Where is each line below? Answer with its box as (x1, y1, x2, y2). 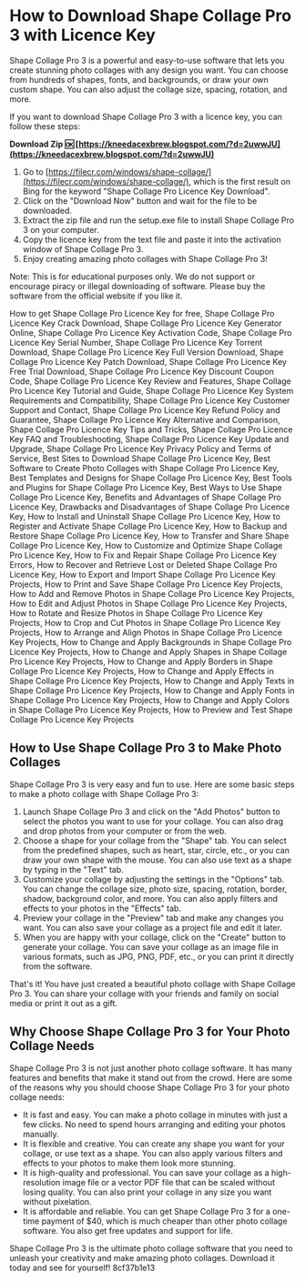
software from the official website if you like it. (9, 290, 183, 301)
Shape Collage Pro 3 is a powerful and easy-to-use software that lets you (9, 55, 285, 66)
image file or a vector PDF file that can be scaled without (62, 1176, 276, 1187)
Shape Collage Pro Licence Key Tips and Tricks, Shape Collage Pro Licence (9, 424, 293, 435)
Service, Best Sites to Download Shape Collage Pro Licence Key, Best (9, 452, 270, 464)
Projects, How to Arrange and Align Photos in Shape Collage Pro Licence (9, 627, 282, 638)
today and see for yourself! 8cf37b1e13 (9, 1262, 156, 1273)
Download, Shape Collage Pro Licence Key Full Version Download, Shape (9, 347, 284, 358)
